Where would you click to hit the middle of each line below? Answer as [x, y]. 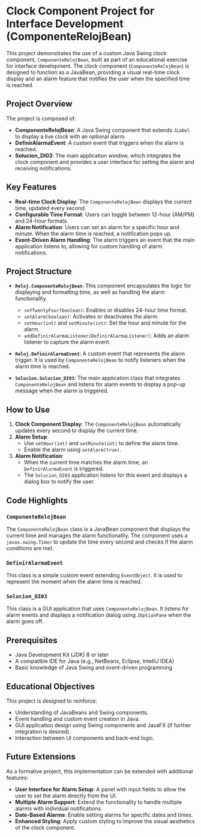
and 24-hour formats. [42, 221]
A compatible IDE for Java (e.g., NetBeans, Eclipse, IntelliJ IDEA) [94, 661]
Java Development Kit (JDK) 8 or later [62, 655]
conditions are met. [30, 548]
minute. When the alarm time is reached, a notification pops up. [93, 233]
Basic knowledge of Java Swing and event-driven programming [94, 668]
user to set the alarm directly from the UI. [66, 796]
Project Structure [39, 271]
